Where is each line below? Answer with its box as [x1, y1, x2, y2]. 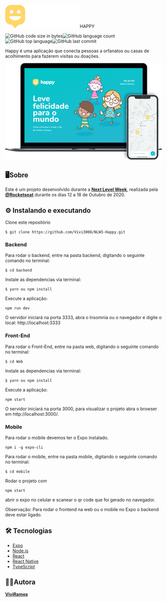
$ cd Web [5, 359, 23, 364]
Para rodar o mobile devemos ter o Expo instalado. [5, 435, 109, 441]
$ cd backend [5, 268, 32, 273]
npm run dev [5, 306, 30, 311]
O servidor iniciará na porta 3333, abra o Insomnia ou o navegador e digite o [5, 315, 162, 321]
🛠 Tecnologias [5, 527, 52, 535]
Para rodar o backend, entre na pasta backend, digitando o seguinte [5, 253, 145, 258]
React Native [12, 558, 39, 564]
